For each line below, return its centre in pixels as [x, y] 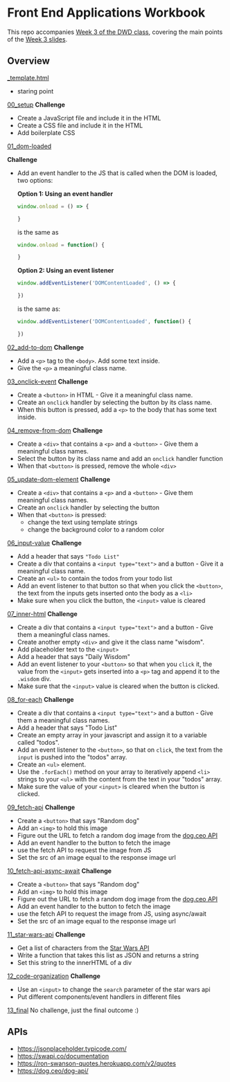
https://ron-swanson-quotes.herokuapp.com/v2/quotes [97, 1063]
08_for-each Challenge [41, 699]
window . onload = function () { [61, 245]
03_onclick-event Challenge [48, 381]
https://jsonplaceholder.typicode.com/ [72, 1048]
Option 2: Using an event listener [65, 271]
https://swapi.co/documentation [63, 1056]
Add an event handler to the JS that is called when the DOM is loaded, [117, 173]
